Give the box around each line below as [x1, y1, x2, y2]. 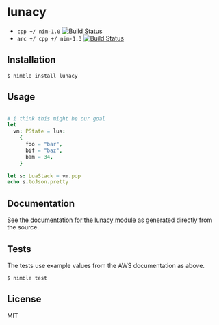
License [7, 293, 42, 305]
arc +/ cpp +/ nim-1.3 [16, 35, 82, 42]
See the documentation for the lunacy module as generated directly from [7, 216, 213, 224]
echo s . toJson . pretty [7, 179, 69, 186]
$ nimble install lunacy [7, 72, 78, 79]
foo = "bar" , [25, 141, 63, 148]
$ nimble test [7, 274, 48, 282]
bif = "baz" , [25, 147, 63, 154]
